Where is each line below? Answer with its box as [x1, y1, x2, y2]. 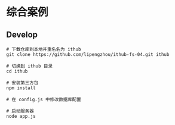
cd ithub [6, 68, 28, 74]
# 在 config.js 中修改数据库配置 [6, 96, 82, 102]
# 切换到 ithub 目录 [6, 63, 53, 69]
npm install [6, 85, 36, 91]
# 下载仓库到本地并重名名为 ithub [6, 46, 81, 52]
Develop [6, 29, 38, 39]
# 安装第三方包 [6, 80, 39, 86]
